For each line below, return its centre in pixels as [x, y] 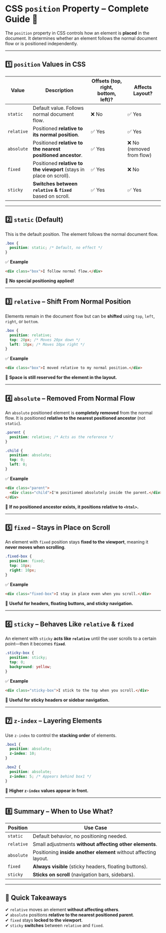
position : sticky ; [29, 658]
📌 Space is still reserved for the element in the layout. [61, 378]
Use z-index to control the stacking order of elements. [61, 735]
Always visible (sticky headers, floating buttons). [90, 866]
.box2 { [13, 767]
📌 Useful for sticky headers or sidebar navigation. [57, 700]
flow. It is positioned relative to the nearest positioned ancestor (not [75, 418]
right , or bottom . [22, 321]
